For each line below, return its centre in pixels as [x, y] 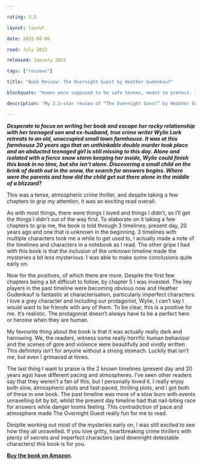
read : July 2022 [27, 49]
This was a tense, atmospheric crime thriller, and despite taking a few [93, 195]
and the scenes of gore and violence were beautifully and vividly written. [97, 344]
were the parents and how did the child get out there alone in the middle [98, 177]
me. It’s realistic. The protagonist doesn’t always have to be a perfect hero [98, 313]
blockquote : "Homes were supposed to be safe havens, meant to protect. [100, 93]
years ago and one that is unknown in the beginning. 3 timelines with [92, 232]
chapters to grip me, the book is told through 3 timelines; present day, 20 [97, 225]
